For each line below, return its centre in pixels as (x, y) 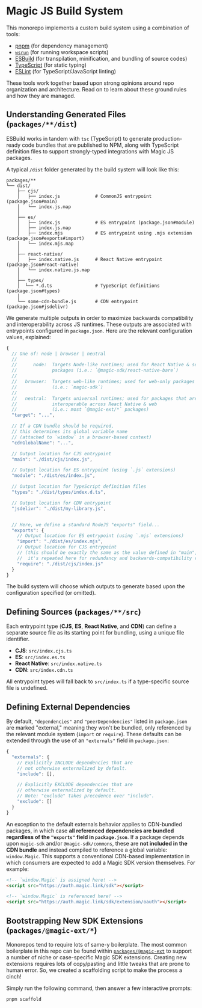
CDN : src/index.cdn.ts (44, 670)
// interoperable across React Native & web (84, 404)
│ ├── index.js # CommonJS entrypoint (84, 196)
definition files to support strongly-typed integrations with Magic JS (90, 151)
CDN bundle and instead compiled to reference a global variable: (87, 850)
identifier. (18, 639)
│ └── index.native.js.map (54, 270)
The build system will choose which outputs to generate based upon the (96, 586)
